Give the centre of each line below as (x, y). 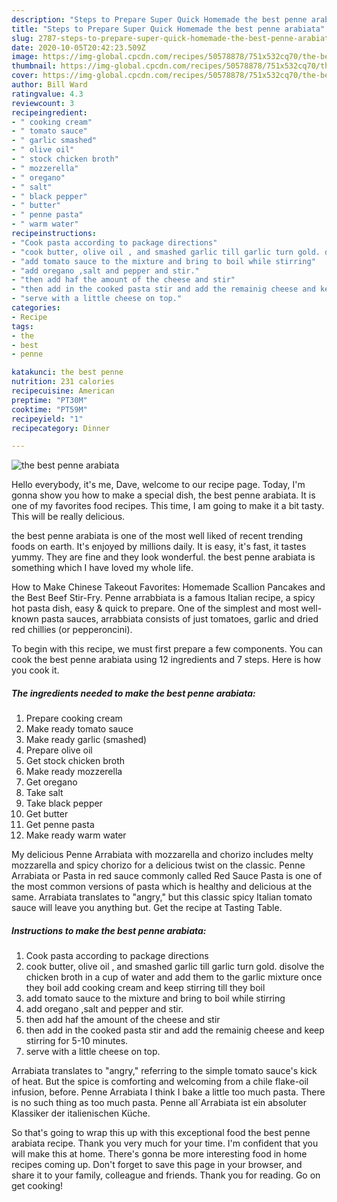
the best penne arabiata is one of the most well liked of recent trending (157, 536)
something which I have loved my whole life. (102, 568)
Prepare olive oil (59, 750)
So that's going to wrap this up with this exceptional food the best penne (161, 1133)
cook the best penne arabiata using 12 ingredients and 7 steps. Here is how (166, 660)
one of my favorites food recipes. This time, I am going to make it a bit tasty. (168, 506)
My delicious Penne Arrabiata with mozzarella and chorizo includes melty (162, 855)
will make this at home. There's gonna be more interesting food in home (159, 1154)
